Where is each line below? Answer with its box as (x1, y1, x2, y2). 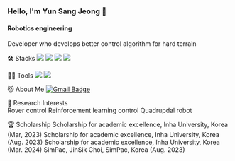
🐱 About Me (7, 85, 45, 94)
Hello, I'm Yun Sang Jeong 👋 (7, 6, 107, 16)
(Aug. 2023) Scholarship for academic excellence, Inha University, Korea (7, 138, 220, 147)
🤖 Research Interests (7, 99, 68, 107)
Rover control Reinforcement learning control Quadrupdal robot (7, 106, 192, 115)
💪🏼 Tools (7, 71, 33, 80)
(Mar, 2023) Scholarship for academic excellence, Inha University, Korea (7, 131, 220, 139)
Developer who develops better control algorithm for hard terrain (7, 40, 197, 48)
